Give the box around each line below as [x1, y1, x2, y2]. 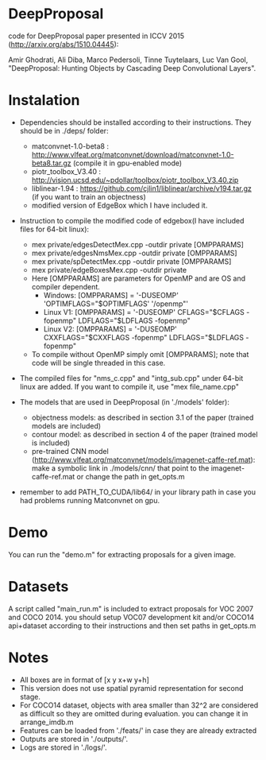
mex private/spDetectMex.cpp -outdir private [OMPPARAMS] [31, 256, 232, 266]
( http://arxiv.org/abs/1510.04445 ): [8, 39, 119, 48]
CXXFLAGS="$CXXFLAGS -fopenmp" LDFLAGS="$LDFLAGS [43, 332, 245, 342]
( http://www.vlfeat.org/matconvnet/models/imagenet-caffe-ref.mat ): [31, 455, 256, 464]
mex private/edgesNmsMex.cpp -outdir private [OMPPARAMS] [31, 248, 237, 258]
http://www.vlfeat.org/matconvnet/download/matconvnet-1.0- [31, 149, 234, 159]
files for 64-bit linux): [19, 224, 90, 234]
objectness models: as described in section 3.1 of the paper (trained [31, 413, 254, 422]
